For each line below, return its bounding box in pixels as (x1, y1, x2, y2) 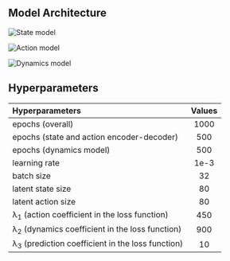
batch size (12, 170, 52, 181)
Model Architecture (8, 6, 107, 20)
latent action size (12, 196, 76, 207)
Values (190, 105, 218, 116)
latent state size (12, 183, 72, 194)
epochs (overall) (12, 119, 74, 130)
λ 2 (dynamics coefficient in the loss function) (12, 223, 182, 236)
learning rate (12, 157, 60, 168)
